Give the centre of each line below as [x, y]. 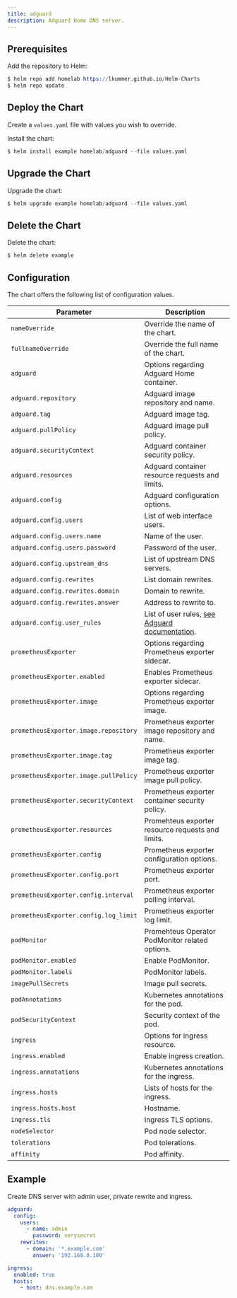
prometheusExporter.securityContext [72, 800]
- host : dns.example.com [56, 1288]
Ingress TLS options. [178, 1120]
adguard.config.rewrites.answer [65, 602]
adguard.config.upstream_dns [60, 563]
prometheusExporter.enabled [58, 677]
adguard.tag [31, 414]
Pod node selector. [175, 1131]
